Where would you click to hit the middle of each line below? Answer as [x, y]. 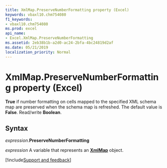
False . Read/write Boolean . [33, 113]
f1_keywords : [19, 19]
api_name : [16, 33]
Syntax [17, 128]
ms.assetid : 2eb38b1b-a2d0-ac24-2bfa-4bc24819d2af [59, 43]
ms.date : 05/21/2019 [27, 47]
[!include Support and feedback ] [38, 160]
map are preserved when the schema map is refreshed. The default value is [84, 107]
